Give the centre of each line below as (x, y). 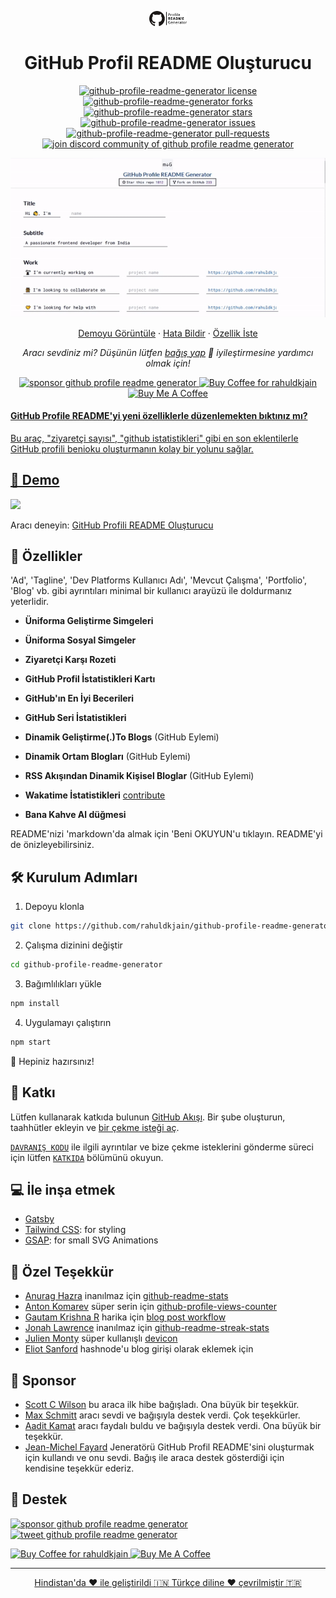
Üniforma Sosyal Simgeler (80, 640)
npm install (35, 1004)
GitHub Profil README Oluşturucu (168, 63)
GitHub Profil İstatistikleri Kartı (90, 679)
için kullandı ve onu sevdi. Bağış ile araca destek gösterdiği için (154, 1458)
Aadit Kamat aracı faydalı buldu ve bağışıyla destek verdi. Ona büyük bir (173, 1426)
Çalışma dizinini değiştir (73, 945)
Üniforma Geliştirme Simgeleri (89, 621)
